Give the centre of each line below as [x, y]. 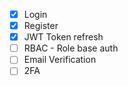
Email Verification [60, 60]
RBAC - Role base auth [71, 48]
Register [41, 26]
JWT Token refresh [63, 37]
